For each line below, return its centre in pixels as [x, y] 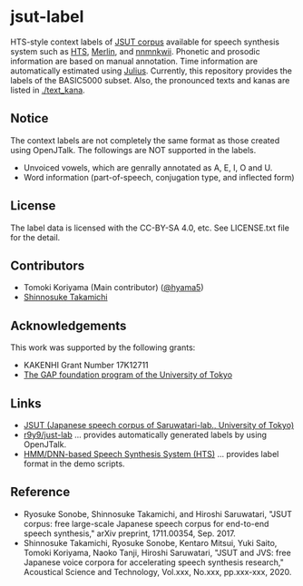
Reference [40, 492]
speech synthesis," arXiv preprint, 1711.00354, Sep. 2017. [130, 533]
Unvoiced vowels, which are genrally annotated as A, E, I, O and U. [148, 167]
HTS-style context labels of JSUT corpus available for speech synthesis [145, 42]
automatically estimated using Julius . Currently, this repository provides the [151, 71]
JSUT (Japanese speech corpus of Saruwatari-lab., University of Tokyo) [158, 425]
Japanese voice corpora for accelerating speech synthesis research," [154, 562]
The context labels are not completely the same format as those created [145, 140]
